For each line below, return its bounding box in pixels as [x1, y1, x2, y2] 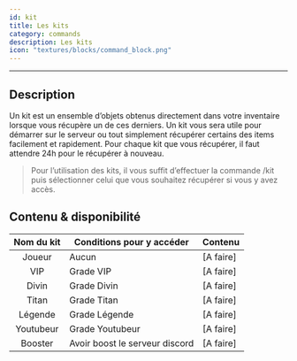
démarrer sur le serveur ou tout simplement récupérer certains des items [9, 129, 275, 140]
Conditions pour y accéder [73, 235, 190, 248]
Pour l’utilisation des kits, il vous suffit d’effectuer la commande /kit [30, 165, 275, 175]
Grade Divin [69, 280, 118, 292]
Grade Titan [69, 294, 119, 306]
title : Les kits [9, 21, 69, 30]
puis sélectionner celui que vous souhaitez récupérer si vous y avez [30, 174, 278, 185]
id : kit [9, 12, 38, 22]
